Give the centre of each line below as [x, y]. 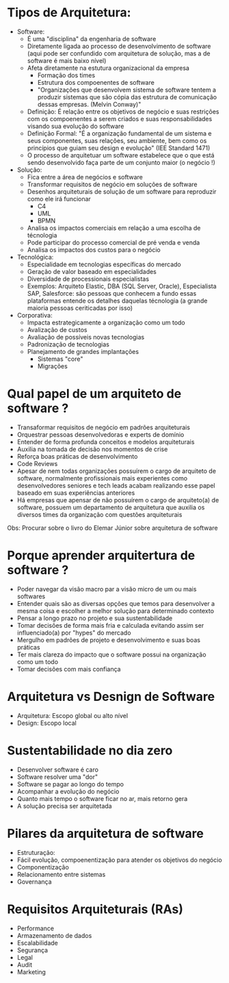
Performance [36, 928]
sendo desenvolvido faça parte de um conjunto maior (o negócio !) [121, 162]
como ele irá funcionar [59, 199]
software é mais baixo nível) [67, 60]
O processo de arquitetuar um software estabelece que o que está [121, 155]
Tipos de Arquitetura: [69, 13]
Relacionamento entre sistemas [61, 874]
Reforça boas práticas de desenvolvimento [77, 456]
